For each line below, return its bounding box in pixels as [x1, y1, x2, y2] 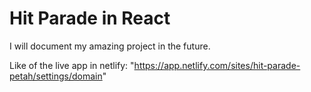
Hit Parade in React [9, 7, 171, 30]
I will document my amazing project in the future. [9, 40, 211, 52]
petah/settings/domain [9, 70, 103, 82]
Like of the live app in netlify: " [9, 59, 135, 71]
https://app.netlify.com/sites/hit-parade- [133, 59, 301, 71]
